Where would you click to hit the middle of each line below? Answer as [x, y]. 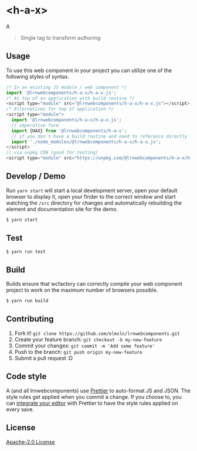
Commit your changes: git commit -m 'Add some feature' [85, 346]
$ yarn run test [26, 252]
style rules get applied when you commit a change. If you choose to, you [94, 397]
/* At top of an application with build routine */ [70, 98]
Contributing [30, 319]
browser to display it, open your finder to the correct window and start [91, 196]
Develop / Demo [36, 176]
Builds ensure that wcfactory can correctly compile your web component [94, 284]
